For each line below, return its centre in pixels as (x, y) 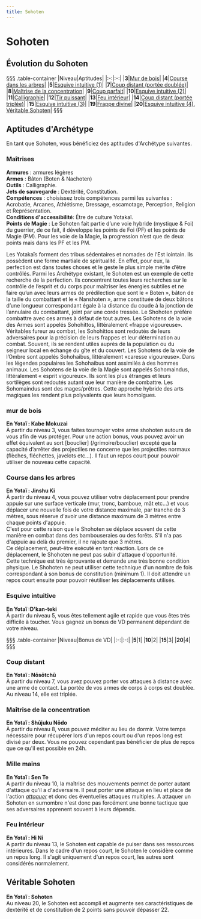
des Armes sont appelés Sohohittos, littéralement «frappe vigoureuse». (94, 324)
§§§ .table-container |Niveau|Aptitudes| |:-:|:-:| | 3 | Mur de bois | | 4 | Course (97, 78)
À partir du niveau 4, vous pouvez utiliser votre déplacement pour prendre (98, 497)
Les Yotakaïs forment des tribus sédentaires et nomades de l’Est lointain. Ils (100, 254)
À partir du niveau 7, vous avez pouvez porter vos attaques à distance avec (99, 681)
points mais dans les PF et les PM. (49, 243)
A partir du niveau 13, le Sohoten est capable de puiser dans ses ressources (100, 844)
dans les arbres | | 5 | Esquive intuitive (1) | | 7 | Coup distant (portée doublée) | (97, 84)
